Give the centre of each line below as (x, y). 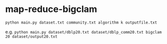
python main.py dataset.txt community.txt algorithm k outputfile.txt (81, 22)
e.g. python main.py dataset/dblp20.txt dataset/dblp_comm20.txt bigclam (83, 31)
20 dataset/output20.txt (31, 36)
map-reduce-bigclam (51, 9)
